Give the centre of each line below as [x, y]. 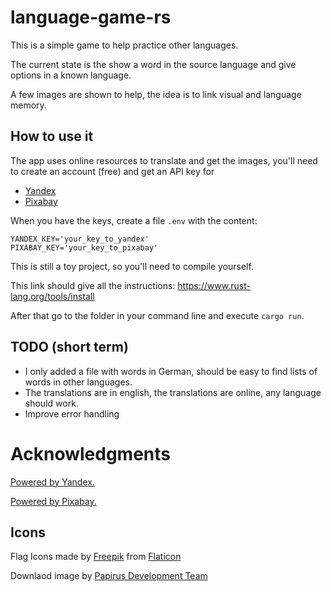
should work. [51, 403]
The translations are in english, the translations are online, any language [173, 392]
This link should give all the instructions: [93, 285]
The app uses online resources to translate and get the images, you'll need [164, 160]
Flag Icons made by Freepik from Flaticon [96, 557]
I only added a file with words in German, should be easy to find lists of [171, 371]
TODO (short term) [69, 347]
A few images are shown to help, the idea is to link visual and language [156, 94]
